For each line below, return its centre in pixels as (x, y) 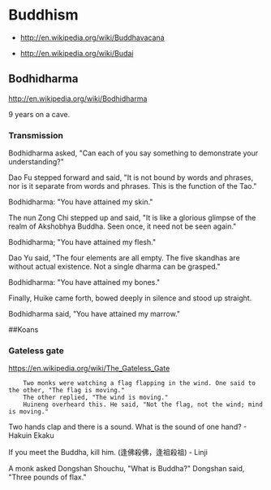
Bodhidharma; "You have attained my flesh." (82, 243)
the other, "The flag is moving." (67, 391)
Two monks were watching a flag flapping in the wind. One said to (139, 383)
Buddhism (43, 15)
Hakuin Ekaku (31, 435)
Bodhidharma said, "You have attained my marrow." (95, 314)
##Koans (24, 330)
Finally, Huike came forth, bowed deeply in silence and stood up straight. (130, 298)
